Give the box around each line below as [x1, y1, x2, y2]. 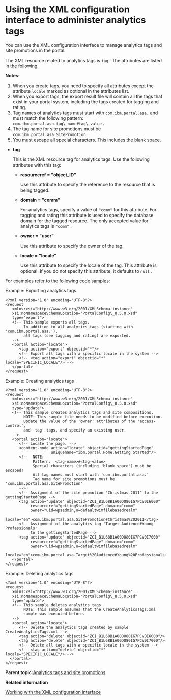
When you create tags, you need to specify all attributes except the [12, 83, 154, 89]
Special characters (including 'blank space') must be [32, 463, 152, 468]
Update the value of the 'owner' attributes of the [23, 419, 136, 424]
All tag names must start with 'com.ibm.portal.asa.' [32, 472, 149, 477]
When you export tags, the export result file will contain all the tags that [12, 93, 163, 99]
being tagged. [20, 187, 50, 193]
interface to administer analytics [5, 14, 146, 26]
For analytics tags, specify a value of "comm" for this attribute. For [20, 206, 157, 212]
